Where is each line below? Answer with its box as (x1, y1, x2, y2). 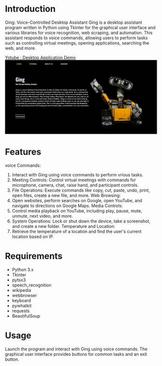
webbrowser (12, 292, 37, 299)
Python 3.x (12, 267, 34, 272)
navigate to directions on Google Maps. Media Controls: (12, 203, 123, 209)
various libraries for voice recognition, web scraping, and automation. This (5, 30, 153, 35)
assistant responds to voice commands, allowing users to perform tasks (5, 35, 148, 41)
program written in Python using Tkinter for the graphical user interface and (5, 24, 156, 30)
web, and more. (5, 45, 36, 51)
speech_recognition (12, 282, 52, 288)
